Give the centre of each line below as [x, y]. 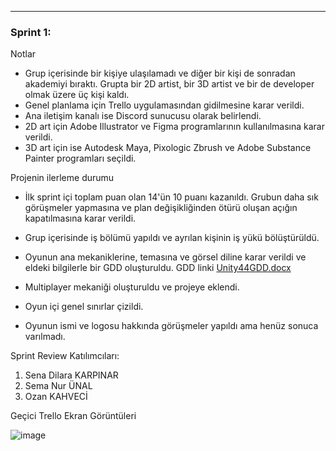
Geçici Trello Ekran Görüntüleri [73, 416]
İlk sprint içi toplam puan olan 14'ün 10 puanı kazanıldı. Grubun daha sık [171, 197]
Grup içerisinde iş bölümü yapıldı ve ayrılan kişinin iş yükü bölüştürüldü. [172, 238]
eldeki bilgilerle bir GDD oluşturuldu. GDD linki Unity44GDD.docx [158, 268]
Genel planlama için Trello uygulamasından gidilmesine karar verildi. [164, 105]
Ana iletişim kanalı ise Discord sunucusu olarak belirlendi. [143, 116]
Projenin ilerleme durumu [62, 178]
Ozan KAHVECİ [56, 397]
